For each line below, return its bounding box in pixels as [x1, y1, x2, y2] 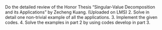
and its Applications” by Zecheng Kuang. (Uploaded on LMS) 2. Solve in [5, 9, 150, 15]
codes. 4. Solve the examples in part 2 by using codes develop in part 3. [5, 19, 150, 25]
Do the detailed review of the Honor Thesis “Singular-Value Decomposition [5, 4, 155, 10]
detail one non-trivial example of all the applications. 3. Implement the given [5, 15, 158, 20]
